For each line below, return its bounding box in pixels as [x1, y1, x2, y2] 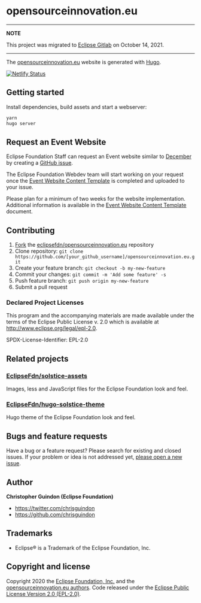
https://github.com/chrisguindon [14, 511, 95, 519]
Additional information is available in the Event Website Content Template [6, 202, 187, 209]
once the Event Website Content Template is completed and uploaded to [6, 177, 185, 184]
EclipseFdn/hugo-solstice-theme [6, 400, 105, 408]
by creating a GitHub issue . [6, 159, 74, 166]
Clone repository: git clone [14, 247, 84, 255]
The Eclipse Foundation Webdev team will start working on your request [6, 171, 184, 178]
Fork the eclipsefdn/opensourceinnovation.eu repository [14, 241, 154, 249]
